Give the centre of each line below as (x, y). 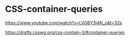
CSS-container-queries (54, 9)
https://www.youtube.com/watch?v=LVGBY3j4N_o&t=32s (64, 23)
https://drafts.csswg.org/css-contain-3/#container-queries (65, 32)
